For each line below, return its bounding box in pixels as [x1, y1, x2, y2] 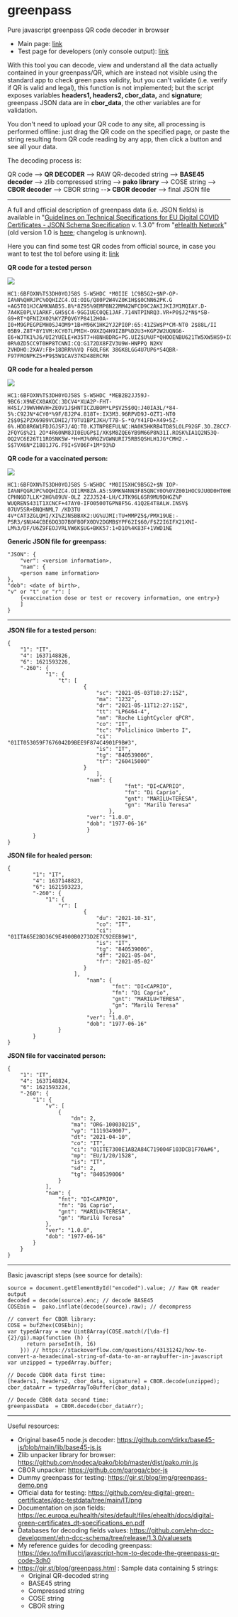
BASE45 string [28, 1579, 71, 1587]
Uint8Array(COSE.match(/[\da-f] [74, 1328, 170, 1335]
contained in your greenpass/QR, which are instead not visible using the [7, 68, 217, 77]
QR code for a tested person [7, 263, 92, 271]
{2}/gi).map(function [7, 1334, 72, 1341]
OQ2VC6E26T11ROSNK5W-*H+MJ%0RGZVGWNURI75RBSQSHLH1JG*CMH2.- [7, 436, 189, 443]
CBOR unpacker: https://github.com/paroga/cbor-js [17, 1466, 169, 1474]
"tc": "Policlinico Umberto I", [96, 727, 192, 734]
